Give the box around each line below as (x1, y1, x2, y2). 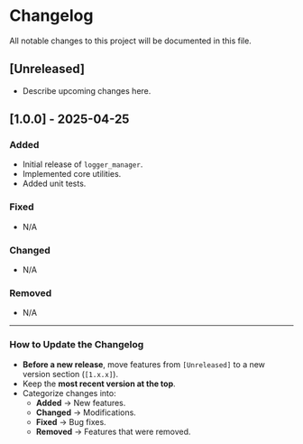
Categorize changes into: (22, 387, 116, 398)
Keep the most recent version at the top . (22, 378, 176, 389)
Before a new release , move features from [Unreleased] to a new (22, 358, 266, 370)
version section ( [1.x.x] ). (22, 368, 119, 379)
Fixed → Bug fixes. (35, 416, 106, 427)
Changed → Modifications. (35, 407, 137, 418)
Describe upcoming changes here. (22, 85, 151, 96)
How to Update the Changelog (9, 338, 144, 351)
